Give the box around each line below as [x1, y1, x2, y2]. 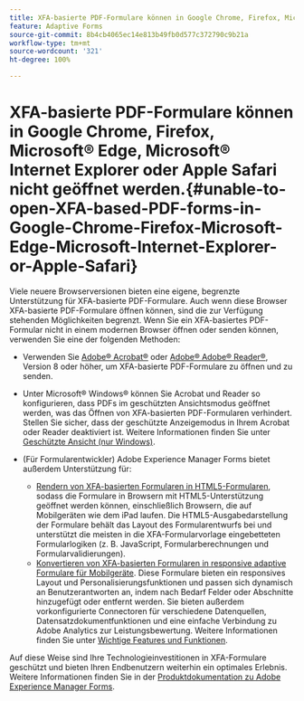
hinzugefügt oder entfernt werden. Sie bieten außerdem [35, 596, 244, 607]
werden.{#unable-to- [121, 179, 287, 200]
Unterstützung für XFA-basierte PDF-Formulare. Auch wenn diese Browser [9, 295, 288, 306]
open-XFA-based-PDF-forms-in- [9, 198, 262, 219]
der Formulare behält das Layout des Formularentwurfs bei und [35, 519, 272, 530]
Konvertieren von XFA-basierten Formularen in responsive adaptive [35, 557, 287, 568]
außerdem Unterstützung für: [22, 463, 132, 474]
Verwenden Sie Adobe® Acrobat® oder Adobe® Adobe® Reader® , [22, 351, 269, 362]
